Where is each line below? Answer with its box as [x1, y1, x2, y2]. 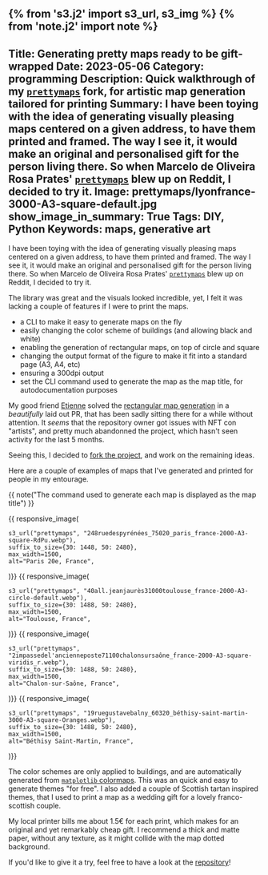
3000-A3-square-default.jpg [8, 197, 158, 211]
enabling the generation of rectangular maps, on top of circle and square [19, 343, 260, 353]
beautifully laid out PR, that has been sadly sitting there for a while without [8, 409, 254, 419]
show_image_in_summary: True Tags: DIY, [8, 209, 225, 224]
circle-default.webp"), [8, 594, 88, 603]
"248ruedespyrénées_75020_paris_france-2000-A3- [83, 530, 249, 538]
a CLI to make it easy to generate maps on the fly [19, 317, 182, 327]
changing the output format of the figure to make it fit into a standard [19, 351, 247, 361]
